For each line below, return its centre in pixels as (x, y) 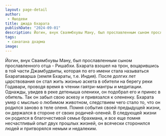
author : (13, 14)
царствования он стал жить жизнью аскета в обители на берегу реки (79, 81)
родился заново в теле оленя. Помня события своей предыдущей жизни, (83, 107)
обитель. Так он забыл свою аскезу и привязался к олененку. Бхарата (80, 97)
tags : (11, 37)
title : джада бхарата (27, 23)
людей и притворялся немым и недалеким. (51, 128)
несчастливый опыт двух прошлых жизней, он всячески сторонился (78, 123)
